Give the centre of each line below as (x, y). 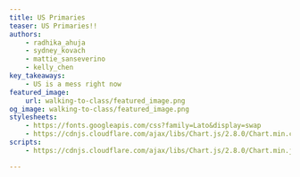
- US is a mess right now (74, 84)
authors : (25, 34)
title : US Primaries (48, 17)
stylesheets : (33, 117)
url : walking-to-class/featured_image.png (105, 101)
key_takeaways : (37, 76)
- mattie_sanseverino (65, 59)
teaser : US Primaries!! (54, 26)
